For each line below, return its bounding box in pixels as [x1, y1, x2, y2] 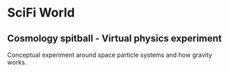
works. [7, 58, 27, 66]
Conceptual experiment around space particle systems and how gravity [7, 51, 212, 59]
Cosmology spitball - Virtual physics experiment [7, 33, 222, 44]
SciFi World [7, 5, 75, 21]
